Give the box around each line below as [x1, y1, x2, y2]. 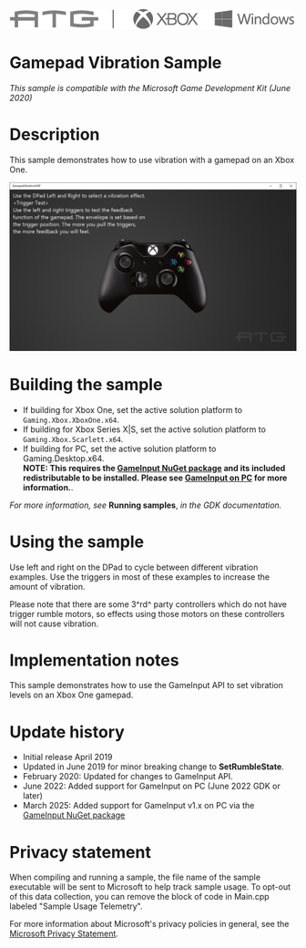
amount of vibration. [9, 581, 86, 592]
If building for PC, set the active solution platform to [22, 443, 217, 454]
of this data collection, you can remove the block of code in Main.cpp [9, 891, 270, 902]
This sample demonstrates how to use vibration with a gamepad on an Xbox [9, 154, 295, 165]
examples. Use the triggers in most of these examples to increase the [9, 571, 270, 582]
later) [22, 790, 44, 801]
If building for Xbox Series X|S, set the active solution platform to [22, 424, 267, 435]
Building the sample [9, 374, 163, 395]
